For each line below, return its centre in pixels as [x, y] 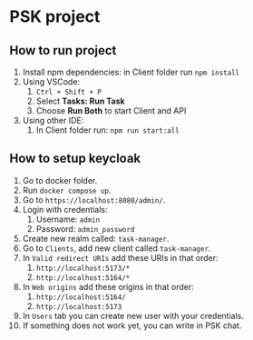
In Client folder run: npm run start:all [107, 130]
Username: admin [68, 219]
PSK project [55, 17]
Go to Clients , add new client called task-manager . [117, 248]
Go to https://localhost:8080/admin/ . [94, 200]
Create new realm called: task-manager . [96, 238]
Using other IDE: [53, 120]
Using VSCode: [51, 82]
